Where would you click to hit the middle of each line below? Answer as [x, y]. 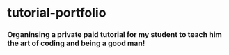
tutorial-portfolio [57, 13]
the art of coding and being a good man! [76, 43]
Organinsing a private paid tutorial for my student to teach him [115, 35]
